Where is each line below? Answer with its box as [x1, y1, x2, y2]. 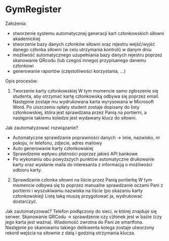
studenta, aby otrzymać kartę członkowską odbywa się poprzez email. [12, 93, 159, 99]
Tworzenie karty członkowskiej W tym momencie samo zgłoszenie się [12, 87, 158, 94]
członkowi [12, 63, 34, 69]
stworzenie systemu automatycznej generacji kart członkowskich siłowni [12, 30, 164, 36]
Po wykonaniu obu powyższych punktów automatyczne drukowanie [12, 156, 155, 162]
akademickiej [12, 36, 40, 42]
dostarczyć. [12, 198, 37, 204]
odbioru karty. [12, 167, 42, 173]
